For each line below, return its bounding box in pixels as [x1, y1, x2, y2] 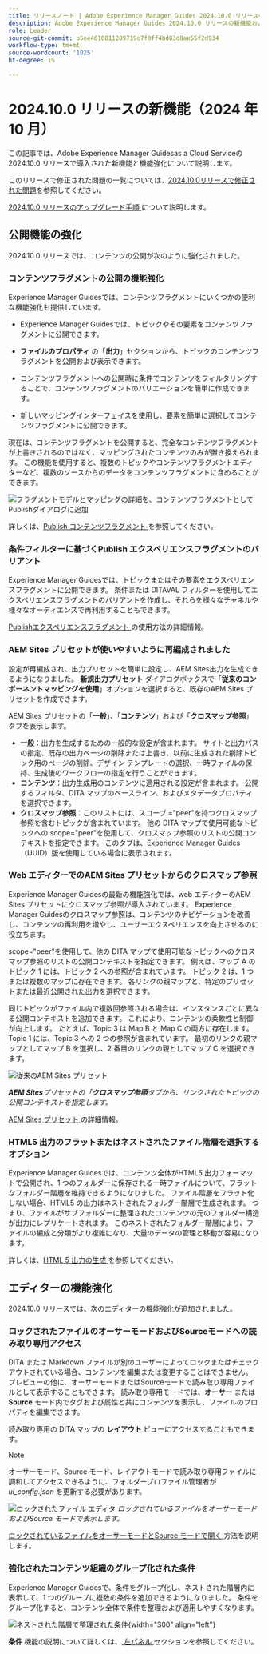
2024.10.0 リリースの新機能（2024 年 [8, 101, 258, 118]
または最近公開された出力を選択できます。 [14, 986, 155, 996]
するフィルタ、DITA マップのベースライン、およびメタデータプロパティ [19, 787, 254, 797]
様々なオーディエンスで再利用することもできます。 [8, 605, 175, 615]
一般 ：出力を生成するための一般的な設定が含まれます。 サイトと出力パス [19, 738, 259, 747]
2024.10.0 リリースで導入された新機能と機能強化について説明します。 [8, 158, 237, 168]
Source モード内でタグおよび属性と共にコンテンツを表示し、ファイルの [8, 1397, 245, 1407]
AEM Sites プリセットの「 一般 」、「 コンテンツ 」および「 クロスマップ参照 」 [8, 711, 254, 720]
